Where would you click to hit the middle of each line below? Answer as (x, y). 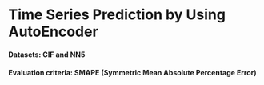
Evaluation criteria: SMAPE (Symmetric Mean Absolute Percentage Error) (132, 73)
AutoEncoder (53, 32)
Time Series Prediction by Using (117, 15)
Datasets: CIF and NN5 (47, 55)
